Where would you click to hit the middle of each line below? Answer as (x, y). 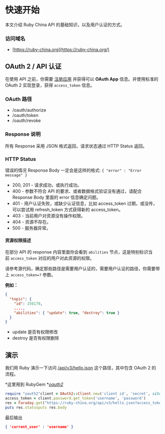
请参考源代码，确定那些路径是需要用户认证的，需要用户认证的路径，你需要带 (82, 269)
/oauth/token (25, 116)
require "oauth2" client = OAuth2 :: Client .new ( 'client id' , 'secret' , (78, 394)
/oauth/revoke (26, 120)
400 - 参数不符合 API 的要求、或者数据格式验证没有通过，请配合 (77, 191)
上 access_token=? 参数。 (30, 275)
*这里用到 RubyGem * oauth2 (34, 384)
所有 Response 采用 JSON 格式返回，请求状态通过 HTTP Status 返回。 (76, 146)
